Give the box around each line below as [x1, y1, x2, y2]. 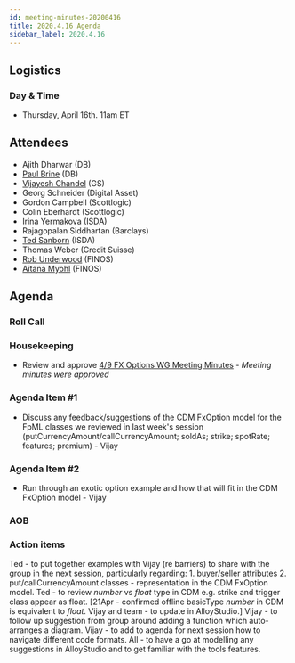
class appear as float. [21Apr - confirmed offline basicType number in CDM [9, 596, 284, 607]
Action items [9, 538, 66, 551]
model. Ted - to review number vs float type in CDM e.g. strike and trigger [9, 587, 281, 598]
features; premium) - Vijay [21, 440, 118, 451]
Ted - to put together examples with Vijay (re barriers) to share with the [9, 559, 270, 569]
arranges [9, 625, 43, 635]
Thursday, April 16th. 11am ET [21, 110, 130, 120]
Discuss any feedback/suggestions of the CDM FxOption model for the [21, 412, 282, 422]
